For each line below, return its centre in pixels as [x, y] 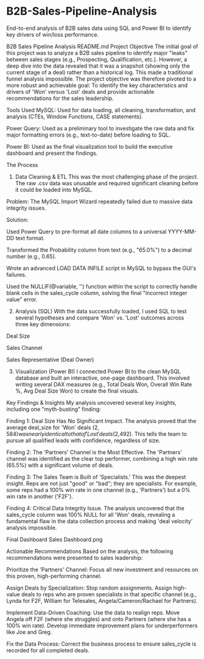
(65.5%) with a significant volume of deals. [60, 465]
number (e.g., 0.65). [31, 256]
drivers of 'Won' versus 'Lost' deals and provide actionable [80, 91]
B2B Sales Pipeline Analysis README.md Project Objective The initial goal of [102, 46]
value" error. [22, 299]
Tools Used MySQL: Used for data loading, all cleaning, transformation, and [101, 110]
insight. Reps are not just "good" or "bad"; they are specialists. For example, [102, 483]
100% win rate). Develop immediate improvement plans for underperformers [102, 625]
